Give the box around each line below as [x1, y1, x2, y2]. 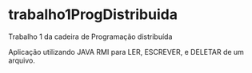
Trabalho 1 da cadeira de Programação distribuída [8, 32, 173, 41]
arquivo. [8, 56, 36, 65]
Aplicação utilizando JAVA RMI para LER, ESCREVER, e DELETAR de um [8, 47, 244, 56]
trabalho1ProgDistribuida [8, 6, 178, 24]
